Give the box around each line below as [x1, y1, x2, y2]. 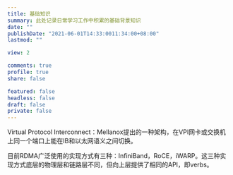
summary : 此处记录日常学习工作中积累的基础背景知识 [7, 17, 141, 24]
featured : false [7, 87, 55, 95]
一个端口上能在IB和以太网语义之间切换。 [19, 137, 137, 145]
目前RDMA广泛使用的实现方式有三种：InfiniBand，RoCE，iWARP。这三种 [7, 152, 220, 160]
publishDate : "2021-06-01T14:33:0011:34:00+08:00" [7, 30, 160, 37]
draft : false [7, 101, 46, 108]
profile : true [7, 68, 49, 76]
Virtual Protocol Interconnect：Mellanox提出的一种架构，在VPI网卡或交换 [7, 128, 220, 136]
